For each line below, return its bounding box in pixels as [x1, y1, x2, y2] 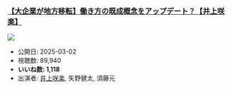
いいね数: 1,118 [17, 65, 60, 73]
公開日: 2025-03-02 [17, 47, 76, 56]
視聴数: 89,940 [17, 57, 62, 65]
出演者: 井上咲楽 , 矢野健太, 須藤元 [17, 74, 115, 83]
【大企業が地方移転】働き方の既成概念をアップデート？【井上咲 [7, 6, 225, 16]
